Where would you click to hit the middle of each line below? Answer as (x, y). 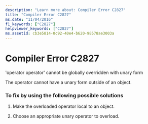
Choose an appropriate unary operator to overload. (66, 116)
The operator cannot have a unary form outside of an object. (68, 82)
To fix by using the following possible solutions (64, 95)
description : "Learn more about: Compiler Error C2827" (65, 10)
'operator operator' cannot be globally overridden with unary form (74, 72)
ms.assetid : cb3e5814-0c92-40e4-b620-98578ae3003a (60, 33)
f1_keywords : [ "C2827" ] (30, 24)
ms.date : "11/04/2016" (29, 19)
